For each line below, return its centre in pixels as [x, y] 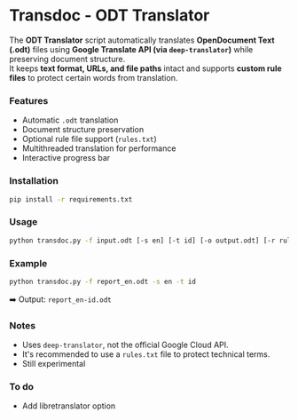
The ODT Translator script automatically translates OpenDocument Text [142, 40]
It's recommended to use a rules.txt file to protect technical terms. [146, 354]
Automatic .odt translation [70, 120]
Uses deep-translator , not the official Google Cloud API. [125, 345]
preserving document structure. [67, 59]
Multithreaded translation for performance [99, 148]
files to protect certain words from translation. [94, 77]
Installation [34, 181]
